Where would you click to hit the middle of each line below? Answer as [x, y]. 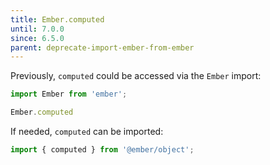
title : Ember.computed [57, 19]
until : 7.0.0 [37, 29]
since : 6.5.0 [37, 38]
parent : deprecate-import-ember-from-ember [102, 47]
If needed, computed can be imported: [87, 131]
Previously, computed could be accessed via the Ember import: [136, 76]
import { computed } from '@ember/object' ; [102, 150]
